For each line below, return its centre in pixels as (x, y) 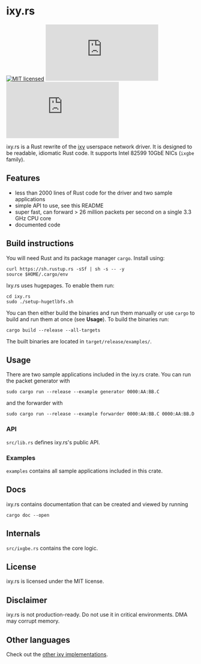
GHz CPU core (33, 218)
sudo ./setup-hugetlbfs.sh (40, 301)
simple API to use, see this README (59, 205)
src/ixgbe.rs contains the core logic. (52, 548)
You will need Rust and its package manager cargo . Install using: (85, 258)
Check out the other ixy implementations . (57, 654)
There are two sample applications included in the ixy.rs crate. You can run (99, 375)
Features (23, 178)
